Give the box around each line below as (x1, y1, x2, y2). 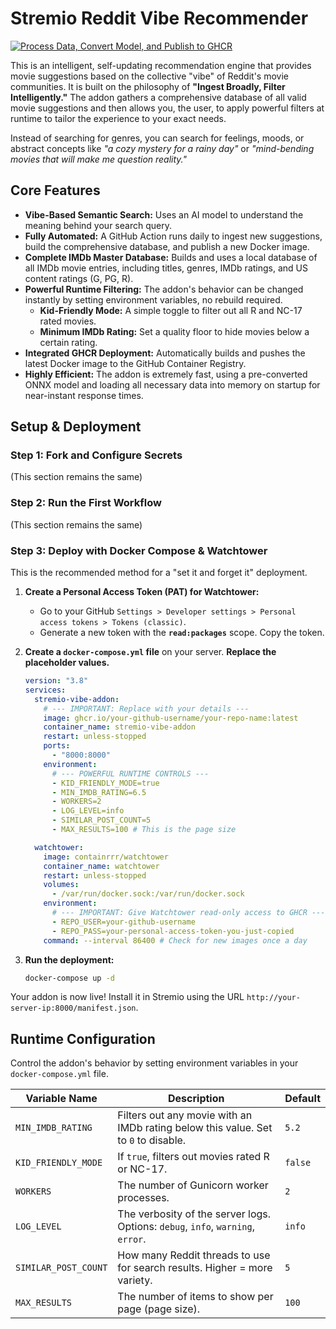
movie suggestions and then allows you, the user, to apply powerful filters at (10, 102, 325, 114)
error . (117, 1232, 147, 1246)
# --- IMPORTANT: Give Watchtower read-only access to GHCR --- (51, 908, 326, 918)
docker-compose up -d (24, 973, 115, 983)
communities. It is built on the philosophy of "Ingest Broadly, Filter (10, 80, 286, 92)
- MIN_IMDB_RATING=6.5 (51, 787, 147, 797)
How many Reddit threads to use (117, 1248, 271, 1262)
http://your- (246, 993, 301, 1003)
